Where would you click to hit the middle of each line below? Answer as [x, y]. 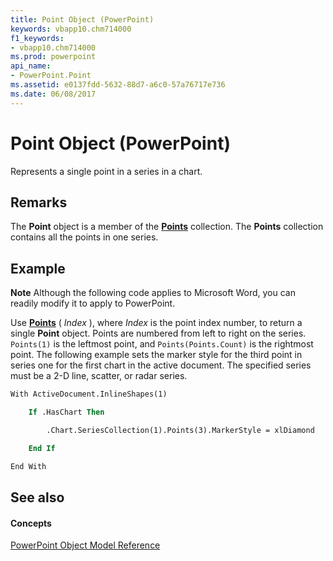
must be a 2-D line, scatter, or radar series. [99, 376]
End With [28, 466]
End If [42, 448]
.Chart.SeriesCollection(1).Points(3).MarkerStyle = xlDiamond [180, 430]
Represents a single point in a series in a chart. [106, 171]
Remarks [39, 202]
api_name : [31, 66]
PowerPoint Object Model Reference [85, 545]
